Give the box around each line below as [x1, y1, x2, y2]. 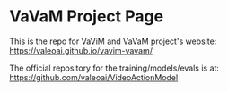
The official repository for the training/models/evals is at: [9, 63, 220, 73]
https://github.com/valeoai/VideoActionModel [9, 71, 179, 82]
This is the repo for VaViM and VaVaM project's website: [9, 36, 217, 46]
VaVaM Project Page [9, 6, 164, 27]
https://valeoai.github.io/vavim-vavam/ [9, 45, 153, 55]
